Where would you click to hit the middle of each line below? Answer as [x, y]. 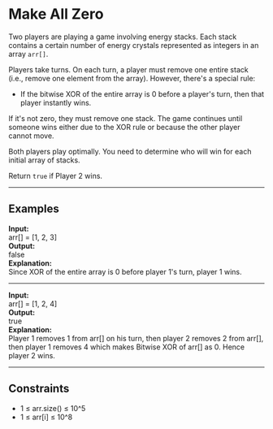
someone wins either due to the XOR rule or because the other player [124, 127]
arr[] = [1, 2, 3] [33, 237]
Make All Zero [56, 14]
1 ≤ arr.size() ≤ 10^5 [53, 408]
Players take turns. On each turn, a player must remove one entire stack [129, 69]
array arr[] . [28, 54]
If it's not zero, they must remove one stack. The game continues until [126, 118]
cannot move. [31, 136]
